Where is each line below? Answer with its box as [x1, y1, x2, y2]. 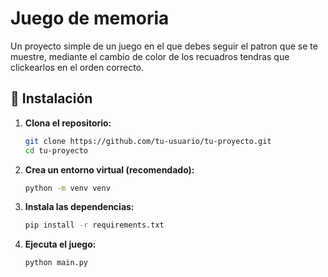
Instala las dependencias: [24, 201, 135, 213]
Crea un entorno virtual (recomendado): [24, 163, 195, 176]
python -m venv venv [24, 183, 111, 193]
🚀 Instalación [10, 90, 93, 107]
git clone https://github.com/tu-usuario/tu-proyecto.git [24, 136, 272, 146]
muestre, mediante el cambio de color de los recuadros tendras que [10, 50, 290, 62]
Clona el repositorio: [24, 117, 112, 129]
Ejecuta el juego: [24, 238, 97, 251]
